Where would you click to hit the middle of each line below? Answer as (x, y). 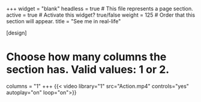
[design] (16, 33)
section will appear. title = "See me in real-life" (64, 21)
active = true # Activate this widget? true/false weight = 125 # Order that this (101, 15)
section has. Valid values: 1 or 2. (88, 69)
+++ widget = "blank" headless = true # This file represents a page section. (100, 9)
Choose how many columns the (86, 57)
